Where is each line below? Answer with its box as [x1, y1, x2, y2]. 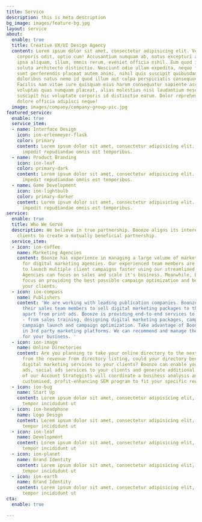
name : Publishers [17, 294, 61, 300]
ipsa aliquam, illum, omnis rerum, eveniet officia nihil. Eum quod [17, 59, 192, 65]
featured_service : [6, 110, 52, 116]
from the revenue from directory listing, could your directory [22, 356, 187, 362]
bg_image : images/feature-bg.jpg [6, 20, 90, 26]
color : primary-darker [17, 193, 74, 199]
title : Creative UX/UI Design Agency [11, 43, 106, 49]
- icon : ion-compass [11, 288, 63, 295]
